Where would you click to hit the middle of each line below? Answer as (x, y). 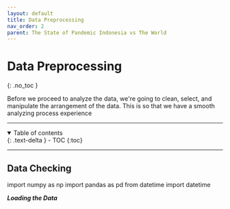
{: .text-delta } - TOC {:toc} (45, 140)
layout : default (30, 13)
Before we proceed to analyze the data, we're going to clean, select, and (110, 99)
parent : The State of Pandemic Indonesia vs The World (87, 33)
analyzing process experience (50, 113)
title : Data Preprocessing (46, 20)
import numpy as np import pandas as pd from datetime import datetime (109, 185)
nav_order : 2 (26, 26)
